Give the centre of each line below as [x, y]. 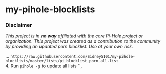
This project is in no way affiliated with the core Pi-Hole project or [74, 36]
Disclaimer [19, 25]
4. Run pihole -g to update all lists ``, [44, 66]
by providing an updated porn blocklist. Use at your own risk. [69, 47]
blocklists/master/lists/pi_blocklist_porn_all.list [62, 61]
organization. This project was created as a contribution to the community [83, 41]
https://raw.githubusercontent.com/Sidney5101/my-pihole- [73, 57]
